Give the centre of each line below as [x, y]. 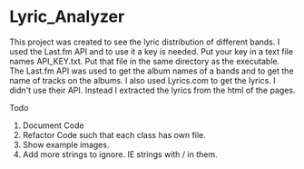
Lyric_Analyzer [67, 17]
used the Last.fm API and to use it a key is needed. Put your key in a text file [151, 51]
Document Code [53, 125]
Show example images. [66, 144]
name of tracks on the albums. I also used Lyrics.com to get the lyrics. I [142, 80]
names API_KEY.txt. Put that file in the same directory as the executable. [144, 61]
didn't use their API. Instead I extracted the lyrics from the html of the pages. [152, 90]
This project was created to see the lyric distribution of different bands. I [145, 42]
